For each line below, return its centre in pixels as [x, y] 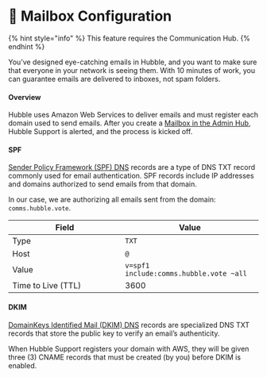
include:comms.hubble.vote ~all [186, 274]
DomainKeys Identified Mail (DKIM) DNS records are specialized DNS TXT [129, 325]
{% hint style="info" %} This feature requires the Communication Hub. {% [129, 38]
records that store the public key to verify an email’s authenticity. [114, 333]
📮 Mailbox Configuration [90, 16]
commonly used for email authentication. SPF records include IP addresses [131, 176]
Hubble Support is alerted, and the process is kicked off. [101, 132]
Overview [25, 97]
